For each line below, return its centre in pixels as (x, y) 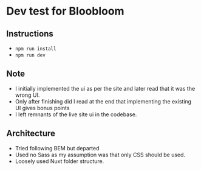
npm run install (36, 49)
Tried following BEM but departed (57, 148)
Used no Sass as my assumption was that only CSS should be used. (100, 155)
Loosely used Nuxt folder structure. (60, 161)
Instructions (30, 34)
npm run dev (30, 55)
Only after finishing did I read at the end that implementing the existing (103, 101)
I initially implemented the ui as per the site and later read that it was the (105, 88)
